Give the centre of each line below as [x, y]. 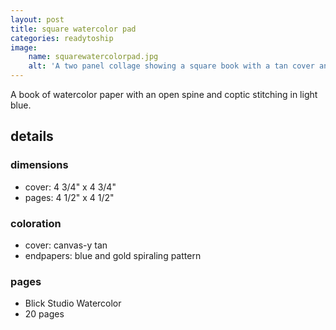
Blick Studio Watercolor [73, 303]
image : [24, 47]
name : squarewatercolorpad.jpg [93, 57]
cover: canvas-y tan [66, 245]
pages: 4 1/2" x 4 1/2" [69, 197]
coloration [36, 223]
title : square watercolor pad [73, 29]
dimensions [39, 165]
